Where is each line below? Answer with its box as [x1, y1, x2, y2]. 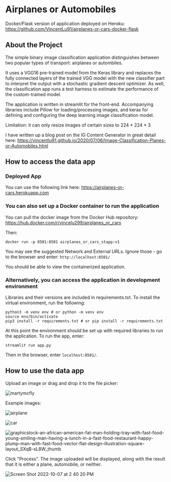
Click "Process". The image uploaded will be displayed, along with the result [5, 455, 165, 462]
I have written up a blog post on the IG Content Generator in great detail [5, 132, 156, 138]
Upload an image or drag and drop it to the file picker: [5, 380, 118, 386]
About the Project [5, 41, 63, 50]
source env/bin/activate [5, 314, 58, 320]
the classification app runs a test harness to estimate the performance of [5, 86, 159, 92]
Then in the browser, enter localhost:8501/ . [5, 352, 98, 358]
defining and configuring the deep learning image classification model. [5, 112, 154, 118]
